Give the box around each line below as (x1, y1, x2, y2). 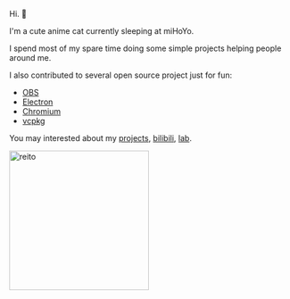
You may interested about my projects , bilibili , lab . (9, 133, 192, 143)
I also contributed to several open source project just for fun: (9, 70, 233, 80)
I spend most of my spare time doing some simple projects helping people (9, 43, 282, 54)
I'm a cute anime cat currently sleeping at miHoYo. (9, 26, 195, 36)
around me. (9, 53, 52, 62)
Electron (21, 96, 54, 107)
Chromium (21, 106, 61, 116)
